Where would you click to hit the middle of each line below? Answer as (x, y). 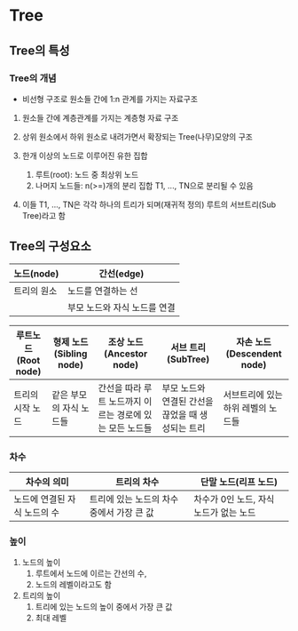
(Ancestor (125, 354)
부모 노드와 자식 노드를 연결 (122, 308)
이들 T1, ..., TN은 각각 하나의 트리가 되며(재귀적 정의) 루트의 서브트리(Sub (149, 204)
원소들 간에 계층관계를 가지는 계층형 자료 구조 (100, 117)
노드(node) (36, 274)
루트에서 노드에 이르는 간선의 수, (91, 573)
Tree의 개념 (33, 78)
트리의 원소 (35, 291)
